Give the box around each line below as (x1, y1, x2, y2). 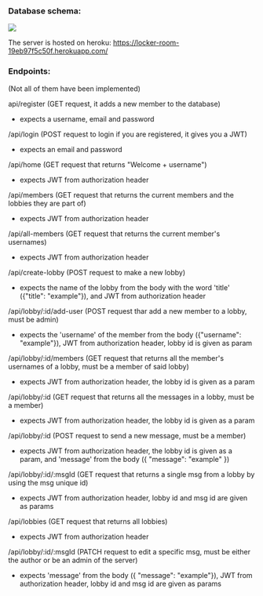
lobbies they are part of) (8, 198, 86, 208)
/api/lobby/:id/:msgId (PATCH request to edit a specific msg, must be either (8, 547, 251, 556)
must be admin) (8, 314, 59, 324)
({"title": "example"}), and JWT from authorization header (19, 291, 206, 300)
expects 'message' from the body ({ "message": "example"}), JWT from (19, 570, 253, 580)
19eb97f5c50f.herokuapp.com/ (8, 46, 108, 56)
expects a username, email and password (19, 114, 155, 123)
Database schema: (8, 5, 82, 16)
